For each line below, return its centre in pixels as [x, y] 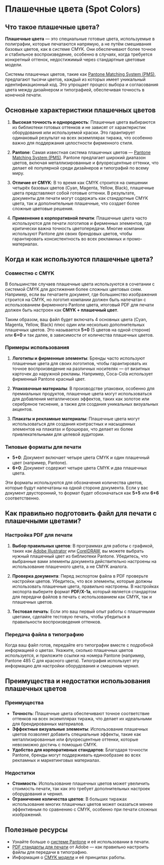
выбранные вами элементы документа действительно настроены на [84, 561]
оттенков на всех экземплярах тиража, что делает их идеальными [82, 718]
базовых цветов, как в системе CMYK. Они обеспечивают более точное [81, 49]
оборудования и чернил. [38, 794]
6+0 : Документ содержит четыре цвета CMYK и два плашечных [80, 468]
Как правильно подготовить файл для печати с [81, 513]
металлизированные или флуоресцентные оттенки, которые [75, 739]
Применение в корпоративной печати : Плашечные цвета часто [80, 218]
